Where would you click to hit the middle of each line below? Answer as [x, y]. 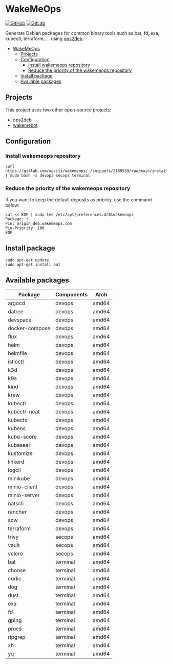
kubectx [18, 420]
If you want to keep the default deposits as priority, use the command [79, 200]
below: [12, 205]
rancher [17, 512]
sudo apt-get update [27, 260]
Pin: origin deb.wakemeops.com [39, 223]
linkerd [16, 462]
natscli [16, 504]
